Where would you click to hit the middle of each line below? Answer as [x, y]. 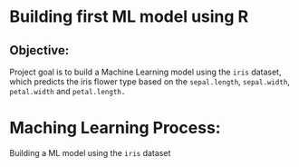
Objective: [39, 50]
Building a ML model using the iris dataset [90, 152]
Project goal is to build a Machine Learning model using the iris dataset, [145, 72]
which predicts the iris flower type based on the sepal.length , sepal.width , [149, 82]
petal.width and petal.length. [68, 91]
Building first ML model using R [129, 17]
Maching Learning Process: [115, 128]
